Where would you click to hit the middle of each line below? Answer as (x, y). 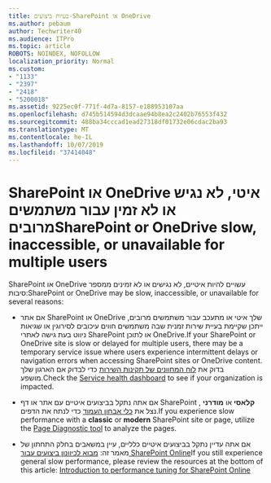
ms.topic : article (39, 46)
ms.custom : (27, 69)
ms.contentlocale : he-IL (50, 137)
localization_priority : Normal (61, 62)
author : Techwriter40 (45, 31)
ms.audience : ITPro (42, 39)
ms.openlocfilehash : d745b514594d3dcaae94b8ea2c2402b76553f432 (118, 115)
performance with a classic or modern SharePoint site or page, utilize (137, 419)
